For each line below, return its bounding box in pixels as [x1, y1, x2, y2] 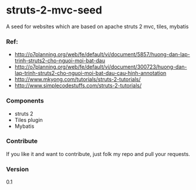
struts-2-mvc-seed [6, 4, 103, 17]
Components [6, 97, 44, 105]
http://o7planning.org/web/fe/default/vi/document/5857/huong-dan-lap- [14, 51, 191, 58]
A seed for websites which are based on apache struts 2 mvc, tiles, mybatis [6, 23, 189, 30]
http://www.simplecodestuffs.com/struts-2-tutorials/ [14, 82, 142, 89]
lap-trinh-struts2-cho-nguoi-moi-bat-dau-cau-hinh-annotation [14, 70, 167, 77]
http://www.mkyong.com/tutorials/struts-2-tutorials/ [14, 76, 141, 83]
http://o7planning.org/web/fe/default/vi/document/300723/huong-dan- [14, 63, 187, 70]
